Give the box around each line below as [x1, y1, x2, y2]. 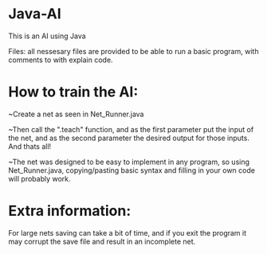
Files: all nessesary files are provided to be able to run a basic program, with [8, 46, 259, 56]
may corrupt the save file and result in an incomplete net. [8, 236, 196, 246]
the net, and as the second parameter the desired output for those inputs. [8, 133, 249, 143]
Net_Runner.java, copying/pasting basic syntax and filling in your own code [8, 165, 255, 175]
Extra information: [8, 202, 132, 220]
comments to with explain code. [8, 55, 113, 64]
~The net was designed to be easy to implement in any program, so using [8, 157, 249, 166]
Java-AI [8, 5, 61, 23]
